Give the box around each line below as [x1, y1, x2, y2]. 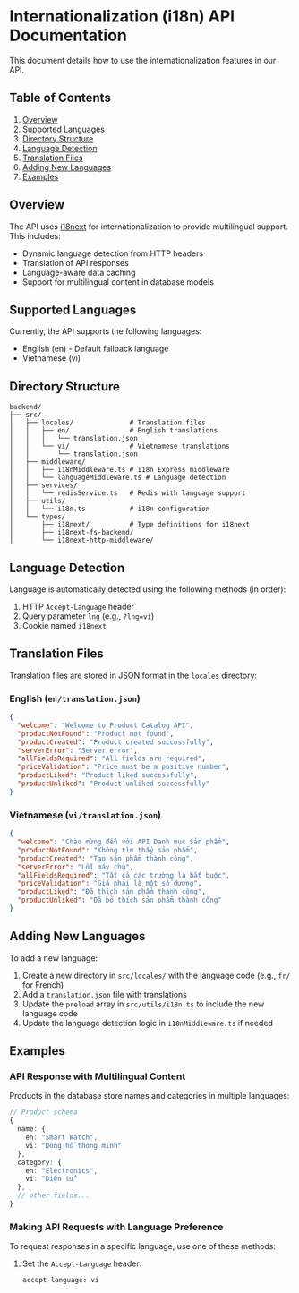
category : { [17, 1158, 63, 1167]
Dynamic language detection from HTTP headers [21, 248, 204, 259]
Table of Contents [9, 90, 112, 106]
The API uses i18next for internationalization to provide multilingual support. [9, 221, 288, 232]
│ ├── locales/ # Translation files [9, 418, 206, 427]
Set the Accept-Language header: [21, 1258, 142, 1269]
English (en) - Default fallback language [21, 343, 169, 355]
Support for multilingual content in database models [21, 276, 215, 287]
